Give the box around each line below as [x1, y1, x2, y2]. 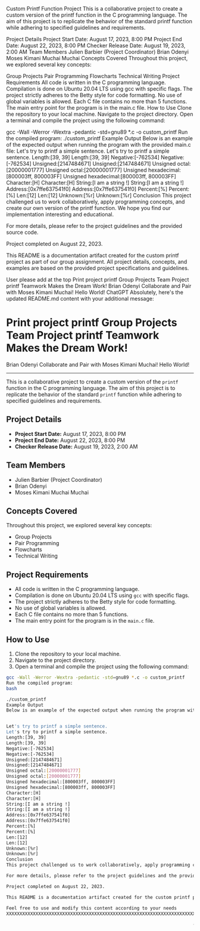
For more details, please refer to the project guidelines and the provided [6, 222, 183, 229]
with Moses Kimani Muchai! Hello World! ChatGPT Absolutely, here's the [6, 289, 183, 296]
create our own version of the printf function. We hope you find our [6, 205, 171, 211]
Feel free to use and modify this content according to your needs [6, 905, 177, 911]
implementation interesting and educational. [6, 211, 114, 218]
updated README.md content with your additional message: [6, 295, 154, 302]
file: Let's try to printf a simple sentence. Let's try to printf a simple [6, 147, 170, 154]
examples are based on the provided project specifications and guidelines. [6, 265, 189, 271]
